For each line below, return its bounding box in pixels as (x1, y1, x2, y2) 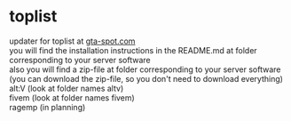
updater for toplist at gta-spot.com (9, 36, 136, 46)
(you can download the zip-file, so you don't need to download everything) (9, 73, 284, 84)
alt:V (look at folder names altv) (9, 83, 124, 93)
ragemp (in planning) (9, 101, 86, 112)
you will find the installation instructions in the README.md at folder (9, 44, 257, 55)
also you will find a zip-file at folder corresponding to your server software (9, 64, 281, 75)
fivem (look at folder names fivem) (9, 92, 135, 103)
